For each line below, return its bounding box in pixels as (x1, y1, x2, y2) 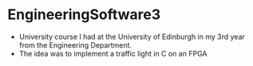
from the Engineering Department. (18, 40, 132, 49)
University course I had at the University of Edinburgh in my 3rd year (18, 32, 245, 41)
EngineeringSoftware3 (7, 6, 161, 24)
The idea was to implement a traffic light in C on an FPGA (18, 49, 208, 58)
